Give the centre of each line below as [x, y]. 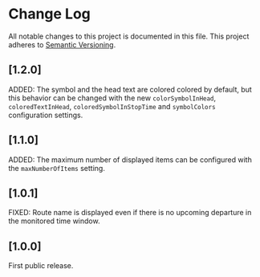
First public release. [41, 266]
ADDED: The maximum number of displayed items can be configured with [130, 159]
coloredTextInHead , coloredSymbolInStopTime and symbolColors [112, 106]
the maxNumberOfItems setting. [57, 168]
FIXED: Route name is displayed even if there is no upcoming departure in [130, 213]
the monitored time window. [54, 221]
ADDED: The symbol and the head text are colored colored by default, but [130, 89]
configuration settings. [46, 115]
